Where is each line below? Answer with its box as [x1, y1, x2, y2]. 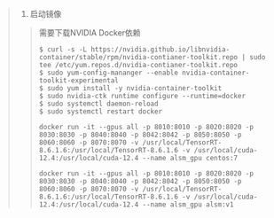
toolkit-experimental [38, 76, 119, 85]
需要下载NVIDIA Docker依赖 [38, 27, 141, 38]
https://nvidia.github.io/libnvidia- [90, 45, 231, 54]
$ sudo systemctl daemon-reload [38, 99, 159, 108]
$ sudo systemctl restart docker [38, 107, 163, 116]
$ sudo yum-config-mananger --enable [38, 68, 179, 77]
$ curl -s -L [38, 45, 88, 54]
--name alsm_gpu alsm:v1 [142, 200, 234, 209]
